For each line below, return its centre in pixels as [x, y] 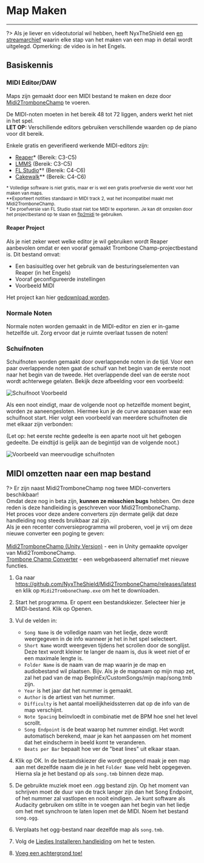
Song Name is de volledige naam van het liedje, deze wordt [96, 632]
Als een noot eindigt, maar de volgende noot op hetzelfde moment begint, [99, 405]
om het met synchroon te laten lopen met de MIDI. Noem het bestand [102, 811]
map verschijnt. [43, 710]
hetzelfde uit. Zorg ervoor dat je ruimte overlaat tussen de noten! [87, 333]
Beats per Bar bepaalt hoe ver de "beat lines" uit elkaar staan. [102, 749]
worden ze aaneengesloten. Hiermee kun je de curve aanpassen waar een [99, 411]
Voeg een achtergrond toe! [49, 853]
